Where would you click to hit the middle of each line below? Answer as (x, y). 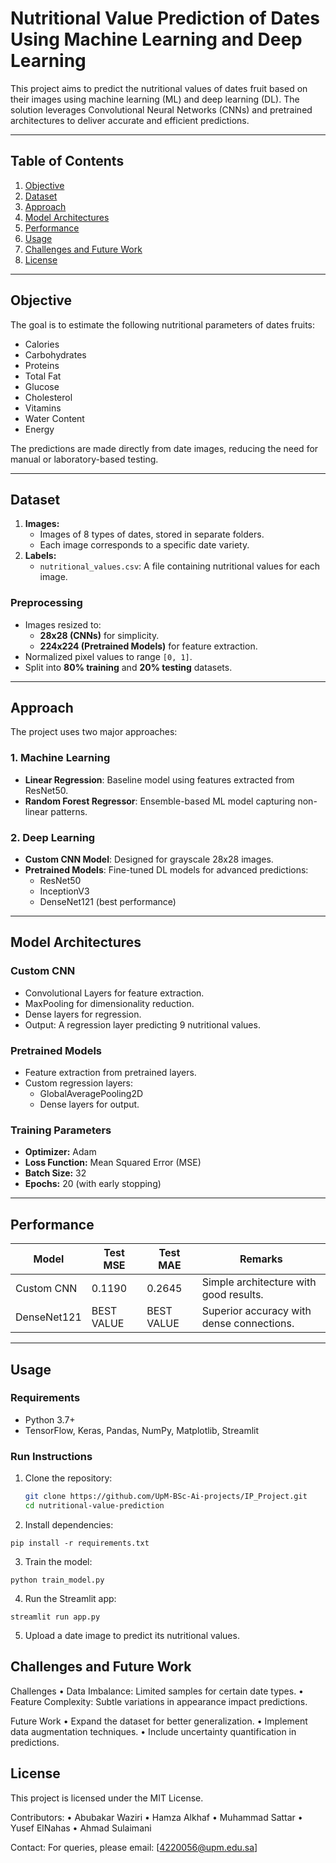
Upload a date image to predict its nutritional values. (132, 1635)
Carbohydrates (55, 354)
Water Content (54, 418)
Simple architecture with (259, 1282)
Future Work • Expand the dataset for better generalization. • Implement (159, 1721)
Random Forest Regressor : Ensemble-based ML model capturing (160, 801)
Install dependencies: (69, 1524)
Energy (39, 429)
